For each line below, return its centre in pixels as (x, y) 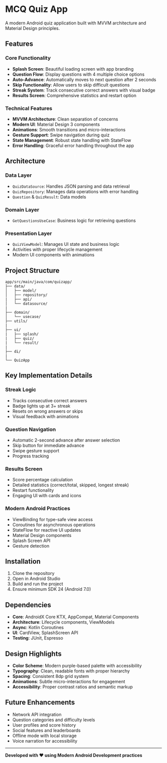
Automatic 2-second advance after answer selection (66, 440)
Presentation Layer (29, 233)
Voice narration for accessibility (45, 741)
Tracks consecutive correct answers (50, 400)
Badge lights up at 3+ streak (41, 406)
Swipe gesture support (36, 451)
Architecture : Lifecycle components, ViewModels (63, 622)
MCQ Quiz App (37, 9)
